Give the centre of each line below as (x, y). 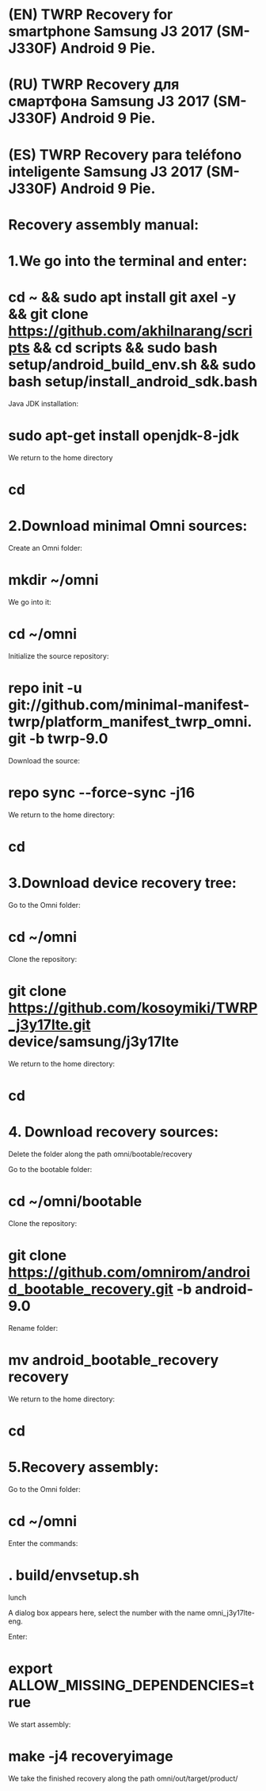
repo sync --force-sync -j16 (102, 792)
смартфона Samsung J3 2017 (109, 102)
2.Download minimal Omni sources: (128, 526)
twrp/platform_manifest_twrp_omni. (130, 722)
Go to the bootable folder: (50, 1169)
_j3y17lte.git (49, 1024)
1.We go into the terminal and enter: (128, 261)
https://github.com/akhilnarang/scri (130, 331)
